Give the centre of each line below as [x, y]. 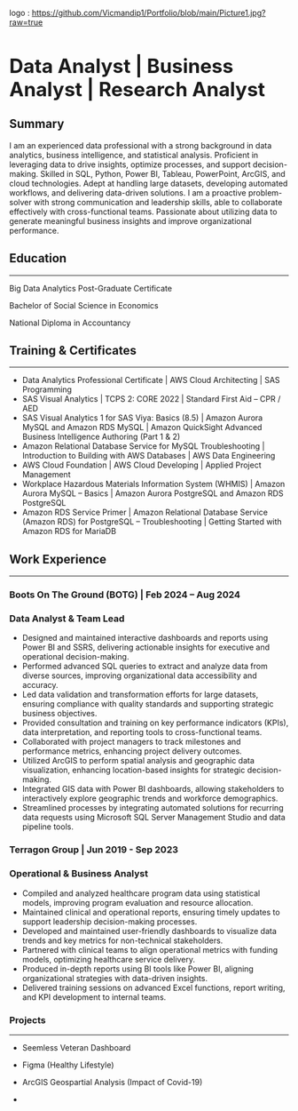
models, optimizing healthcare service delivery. [108, 959]
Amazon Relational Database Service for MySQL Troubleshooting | [143, 446]
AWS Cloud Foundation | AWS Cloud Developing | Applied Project [141, 465]
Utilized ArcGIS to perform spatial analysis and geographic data [138, 761]
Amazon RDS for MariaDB [69, 532]
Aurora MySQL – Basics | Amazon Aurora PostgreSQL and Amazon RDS [153, 493]
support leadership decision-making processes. [110, 921]
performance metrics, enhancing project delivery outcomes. [132, 751]
